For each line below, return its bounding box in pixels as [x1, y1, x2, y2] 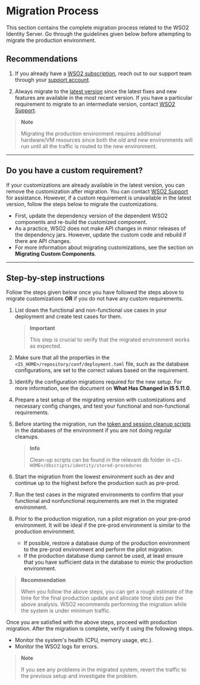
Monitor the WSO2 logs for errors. [14, 643, 99, 650]
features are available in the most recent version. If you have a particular [14, 94, 193, 101]
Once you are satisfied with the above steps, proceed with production [6, 619, 177, 626]
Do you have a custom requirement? [6, 165, 143, 176]
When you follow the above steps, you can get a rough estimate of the [20, 588, 193, 595]
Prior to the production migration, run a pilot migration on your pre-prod [14, 515, 190, 523]
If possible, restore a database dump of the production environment [23, 539, 190, 547]
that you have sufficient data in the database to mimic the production [23, 558, 193, 566]
